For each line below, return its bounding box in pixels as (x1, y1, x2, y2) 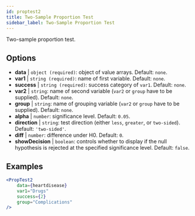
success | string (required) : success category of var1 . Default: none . (14, 81, 186, 89)
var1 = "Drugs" (17, 188, 49, 194)
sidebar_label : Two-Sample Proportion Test (6, 20, 115, 25)
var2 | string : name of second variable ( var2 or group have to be (14, 88, 173, 95)
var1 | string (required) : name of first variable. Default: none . (14, 75, 165, 82)
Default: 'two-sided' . (14, 125, 67, 133)
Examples (6, 161, 43, 172)
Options (6, 53, 37, 63)
